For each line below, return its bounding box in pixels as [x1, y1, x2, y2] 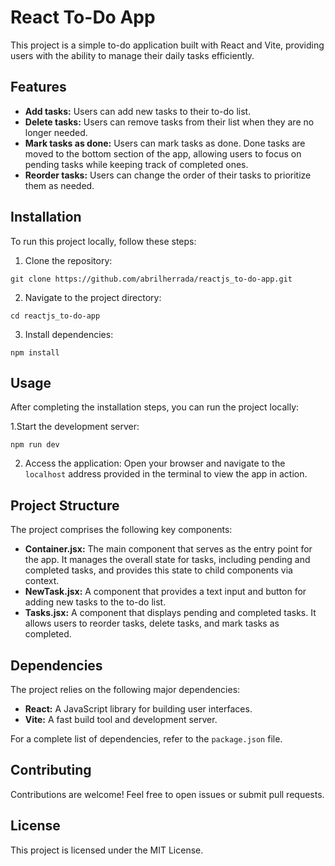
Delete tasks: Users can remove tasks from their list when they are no [24, 116, 315, 128]
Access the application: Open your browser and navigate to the [24, 457, 286, 470]
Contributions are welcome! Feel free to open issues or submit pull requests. [10, 788, 325, 800]
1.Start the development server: [10, 421, 140, 433]
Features [10, 79, 67, 96]
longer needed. [24, 126, 88, 138]
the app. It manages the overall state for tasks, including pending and [24, 554, 311, 566]
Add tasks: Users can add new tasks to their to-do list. [24, 105, 252, 117]
